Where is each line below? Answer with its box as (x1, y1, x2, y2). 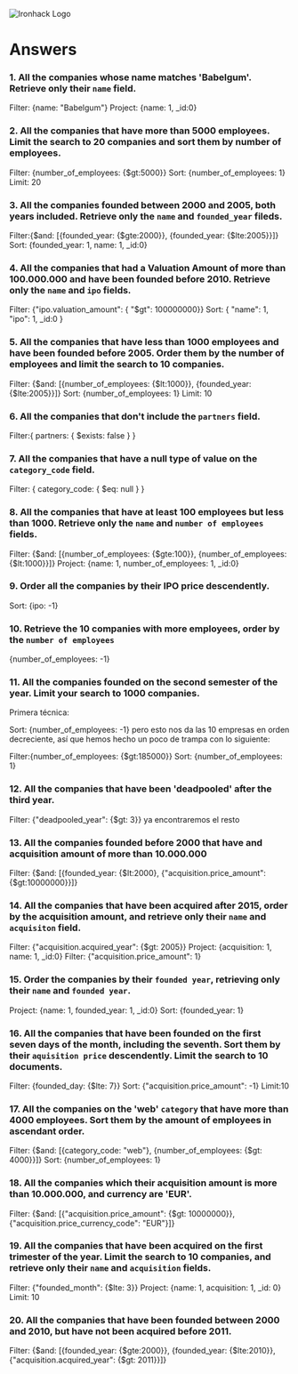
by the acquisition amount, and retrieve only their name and (9, 910, 267, 922)
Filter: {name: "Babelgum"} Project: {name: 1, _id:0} (9, 102, 197, 113)
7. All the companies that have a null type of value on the (9, 452, 258, 464)
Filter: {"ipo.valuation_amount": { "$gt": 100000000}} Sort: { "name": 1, (9, 304, 270, 315)
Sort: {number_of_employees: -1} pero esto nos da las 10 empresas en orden (9, 725, 290, 735)
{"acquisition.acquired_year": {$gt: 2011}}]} (9, 1354, 167, 1365)
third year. (9, 794, 55, 807)
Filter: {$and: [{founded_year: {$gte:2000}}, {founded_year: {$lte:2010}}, (9, 1346, 276, 1356)
